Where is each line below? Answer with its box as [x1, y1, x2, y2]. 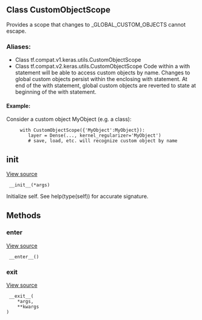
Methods [6, 210, 41, 220]
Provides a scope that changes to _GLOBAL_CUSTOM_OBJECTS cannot [6, 21, 186, 28]
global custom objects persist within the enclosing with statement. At [15, 76, 188, 83]
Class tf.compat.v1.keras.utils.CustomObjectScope [15, 56, 141, 64]
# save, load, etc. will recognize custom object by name [28, 138, 178, 144]
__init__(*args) [8, 182, 50, 188]
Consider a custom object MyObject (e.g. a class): [6, 116, 132, 123]
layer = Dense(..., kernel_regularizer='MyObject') [28, 132, 162, 139]
